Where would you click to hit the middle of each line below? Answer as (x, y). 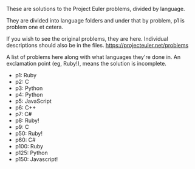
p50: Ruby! (29, 133)
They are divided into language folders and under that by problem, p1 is (96, 20)
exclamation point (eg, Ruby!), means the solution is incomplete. (87, 64)
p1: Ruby (26, 75)
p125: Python (31, 153)
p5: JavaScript (33, 101)
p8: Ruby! (27, 120)
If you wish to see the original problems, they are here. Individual (87, 39)
